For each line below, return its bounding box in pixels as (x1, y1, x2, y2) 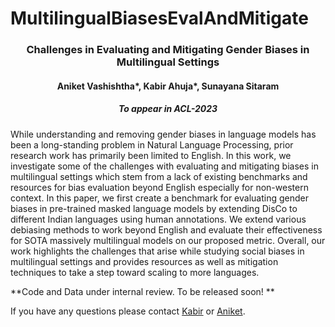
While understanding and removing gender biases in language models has (10, 128, 317, 140)
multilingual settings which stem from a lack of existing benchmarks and (10, 170, 308, 182)
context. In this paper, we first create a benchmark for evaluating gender (10, 192, 309, 204)
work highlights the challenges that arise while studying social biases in (10, 245, 305, 257)
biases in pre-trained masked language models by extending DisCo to (10, 202, 298, 214)
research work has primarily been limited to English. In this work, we (10, 149, 292, 161)
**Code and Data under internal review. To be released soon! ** (10, 285, 275, 297)
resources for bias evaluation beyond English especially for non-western (10, 181, 309, 193)
